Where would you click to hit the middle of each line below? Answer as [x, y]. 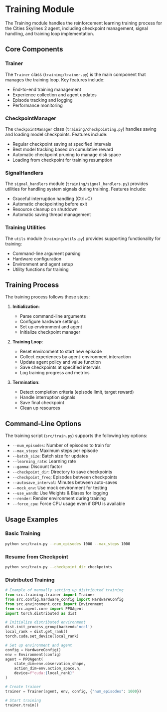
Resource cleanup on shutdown [45, 209]
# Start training [23, 700]
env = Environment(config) [33, 655]
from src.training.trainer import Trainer [50, 595]
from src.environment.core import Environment [54, 604]
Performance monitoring [38, 105]
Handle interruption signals [48, 397]
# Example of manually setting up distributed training [64, 590]
